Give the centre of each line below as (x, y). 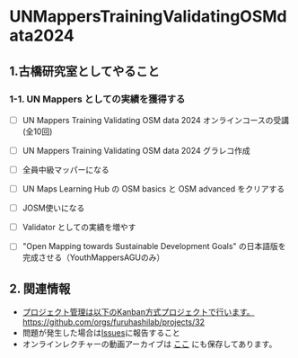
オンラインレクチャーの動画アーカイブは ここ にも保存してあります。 (149, 345)
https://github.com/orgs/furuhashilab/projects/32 (113, 322)
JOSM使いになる (53, 208)
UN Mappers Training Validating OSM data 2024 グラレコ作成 (136, 150)
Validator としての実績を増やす (79, 228)
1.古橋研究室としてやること (84, 71)
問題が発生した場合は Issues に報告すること (101, 333)
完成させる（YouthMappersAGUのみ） (93, 257)
